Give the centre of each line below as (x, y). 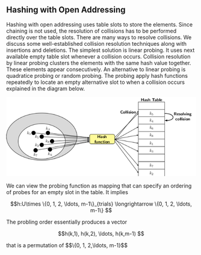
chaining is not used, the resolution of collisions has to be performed (91, 31)
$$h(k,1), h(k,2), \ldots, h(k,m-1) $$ (101, 233)
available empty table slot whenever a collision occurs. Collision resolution (98, 56)
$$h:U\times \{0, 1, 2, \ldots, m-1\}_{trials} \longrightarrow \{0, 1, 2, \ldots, (101, 204)
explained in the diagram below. (46, 88)
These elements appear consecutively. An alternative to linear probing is (96, 69)
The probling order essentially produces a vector (67, 222)
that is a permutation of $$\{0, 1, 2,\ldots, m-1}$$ (67, 245)
